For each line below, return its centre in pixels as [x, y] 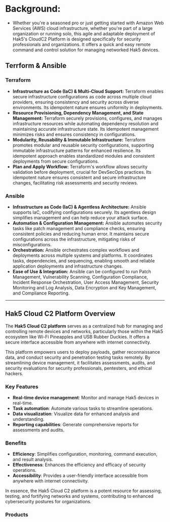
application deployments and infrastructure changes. [68, 266]
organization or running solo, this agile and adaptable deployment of [84, 33]
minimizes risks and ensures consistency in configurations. [74, 134]
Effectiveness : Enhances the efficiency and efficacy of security [79, 465]
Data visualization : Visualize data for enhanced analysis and [76, 414]
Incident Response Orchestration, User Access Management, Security [86, 282]
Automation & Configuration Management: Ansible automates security [87, 223]
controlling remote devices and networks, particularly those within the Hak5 [84, 331]
